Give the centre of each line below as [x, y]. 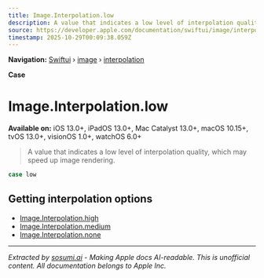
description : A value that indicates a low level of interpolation [121, 23]
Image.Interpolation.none [60, 234]
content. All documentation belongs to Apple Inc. [87, 265]
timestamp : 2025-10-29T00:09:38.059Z [70, 37]
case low [22, 175]
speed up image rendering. [71, 160]
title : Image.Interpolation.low [61, 15]
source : [21, 30]
